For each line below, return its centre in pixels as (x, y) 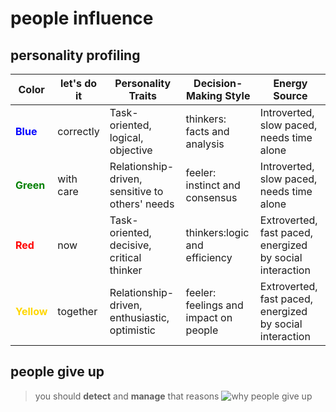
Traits (142, 95)
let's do (78, 83)
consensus (211, 197)
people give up (57, 372)
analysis (205, 144)
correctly (78, 131)
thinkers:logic (217, 232)
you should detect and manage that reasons (127, 396)
